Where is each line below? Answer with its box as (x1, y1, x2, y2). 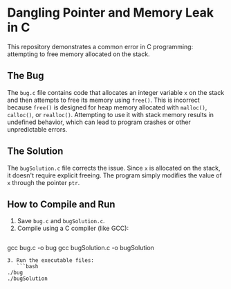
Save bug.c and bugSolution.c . (17, 217, 105, 225)
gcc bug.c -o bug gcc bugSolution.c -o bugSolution (7, 244, 154, 252)
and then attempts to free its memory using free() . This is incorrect (7, 96, 201, 104)
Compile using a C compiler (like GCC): (17, 224, 129, 233)
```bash (16, 263, 39, 270)
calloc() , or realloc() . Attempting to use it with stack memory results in (7, 110, 214, 119)
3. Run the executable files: (7, 257, 95, 264)
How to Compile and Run (7, 198, 115, 210)
